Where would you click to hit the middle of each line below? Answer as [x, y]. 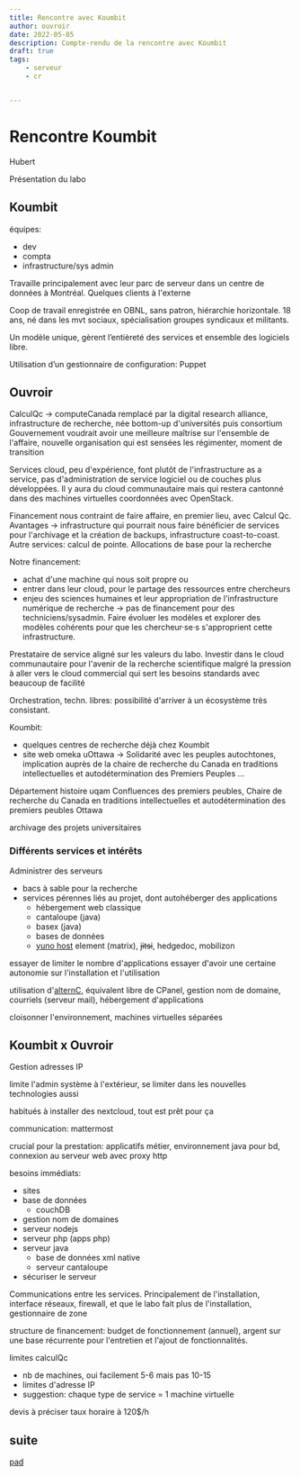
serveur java [45, 1248]
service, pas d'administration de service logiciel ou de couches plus [135, 479]
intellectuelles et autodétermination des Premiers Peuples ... [133, 774]
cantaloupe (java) [68, 917]
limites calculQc [39, 1358]
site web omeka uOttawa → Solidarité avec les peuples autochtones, [149, 755]
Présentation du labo [48, 179]
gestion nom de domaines [71, 1219]
